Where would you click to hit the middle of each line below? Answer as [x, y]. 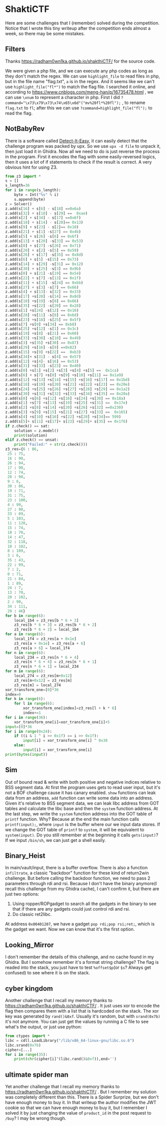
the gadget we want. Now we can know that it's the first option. [70, 929]
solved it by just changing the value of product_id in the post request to [78, 1113]
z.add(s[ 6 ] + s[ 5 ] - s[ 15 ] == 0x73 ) [42, 260]
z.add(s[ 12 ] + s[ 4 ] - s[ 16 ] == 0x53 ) [42, 361]
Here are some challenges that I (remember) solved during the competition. [83, 23]
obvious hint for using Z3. [31, 167]
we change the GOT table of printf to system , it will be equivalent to [75, 829]
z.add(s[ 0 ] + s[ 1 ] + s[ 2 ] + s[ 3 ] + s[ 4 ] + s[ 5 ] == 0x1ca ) [62, 371]
